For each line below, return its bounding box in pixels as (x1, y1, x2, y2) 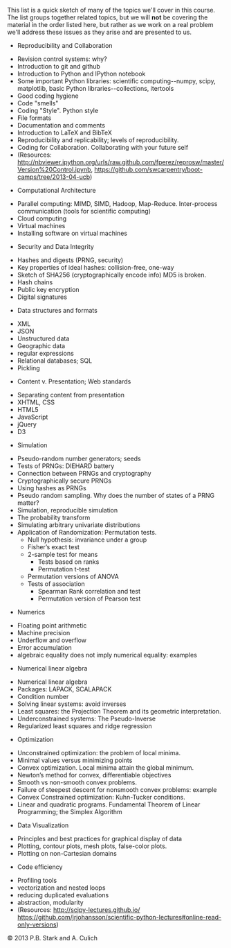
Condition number (17, 693, 69, 700)
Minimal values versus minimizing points (17, 756, 133, 764)
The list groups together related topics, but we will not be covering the (7, 13, 208, 21)
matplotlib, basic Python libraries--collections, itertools (17, 85, 174, 92)
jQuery (17, 420, 37, 429)
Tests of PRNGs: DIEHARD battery (17, 462, 115, 470)
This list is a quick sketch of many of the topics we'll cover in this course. (7, 6, 216, 14)
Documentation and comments (17, 121, 106, 129)
